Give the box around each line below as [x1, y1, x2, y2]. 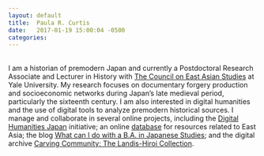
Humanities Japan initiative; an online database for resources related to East [8, 122, 257, 132]
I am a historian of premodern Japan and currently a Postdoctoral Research [8, 64, 255, 73]
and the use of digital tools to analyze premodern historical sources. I [8, 106, 234, 115]
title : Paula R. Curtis [8, 19, 90, 27]
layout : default [8, 11, 62, 20]
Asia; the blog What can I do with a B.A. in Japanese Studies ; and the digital [8, 131, 255, 140]
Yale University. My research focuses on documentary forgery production [8, 80, 248, 90]
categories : [8, 33, 47, 42]
